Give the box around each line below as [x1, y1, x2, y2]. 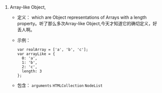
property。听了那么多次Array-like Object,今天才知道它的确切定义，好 [17, 21, 158, 26]
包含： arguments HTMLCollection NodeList [17, 83, 103, 88]
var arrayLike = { [17, 51, 55, 56]
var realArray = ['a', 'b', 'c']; [17, 47, 88, 52]
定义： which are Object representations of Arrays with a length [17, 14, 147, 20]
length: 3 [21, 69, 42, 74]
